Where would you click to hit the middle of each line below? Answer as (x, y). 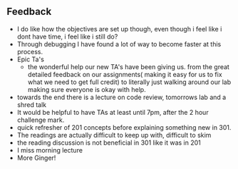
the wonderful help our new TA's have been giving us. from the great (128, 66)
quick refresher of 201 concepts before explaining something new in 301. (124, 127)
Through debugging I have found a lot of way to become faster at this (119, 44)
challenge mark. (41, 120)
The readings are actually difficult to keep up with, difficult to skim (114, 135)
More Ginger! (36, 158)
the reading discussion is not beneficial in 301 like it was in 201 (109, 143)
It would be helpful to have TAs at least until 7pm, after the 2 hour (113, 112)
